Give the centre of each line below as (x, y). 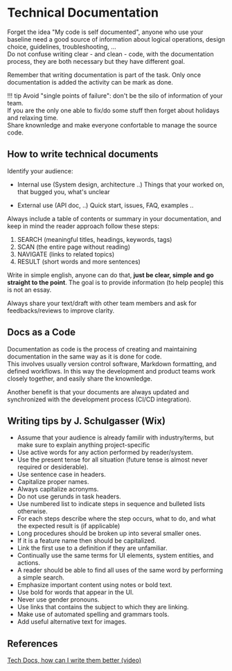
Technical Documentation (83, 13)
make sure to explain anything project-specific (83, 445)
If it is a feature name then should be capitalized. (87, 541)
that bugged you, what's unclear (64, 191)
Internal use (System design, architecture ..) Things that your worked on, (121, 184)
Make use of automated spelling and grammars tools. (93, 614)
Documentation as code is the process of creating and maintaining (102, 349)
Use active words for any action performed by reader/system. (105, 453)
